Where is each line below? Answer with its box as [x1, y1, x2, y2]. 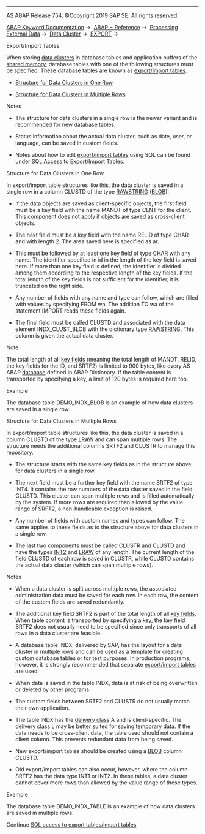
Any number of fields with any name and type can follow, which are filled [15, 294, 198, 301]
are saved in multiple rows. [6, 809, 74, 816]
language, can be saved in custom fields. [15, 139, 119, 146]
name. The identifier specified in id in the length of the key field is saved [15, 256, 197, 263]
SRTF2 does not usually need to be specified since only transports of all [15, 623, 196, 630]
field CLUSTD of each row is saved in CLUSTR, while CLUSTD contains [15, 555, 194, 562]
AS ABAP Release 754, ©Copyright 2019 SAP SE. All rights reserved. [6, 12, 179, 19]
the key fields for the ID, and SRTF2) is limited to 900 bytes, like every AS [6, 362, 190, 370]
